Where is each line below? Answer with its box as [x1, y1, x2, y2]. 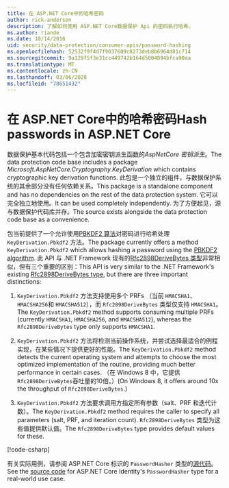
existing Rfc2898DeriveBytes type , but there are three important [7, 270, 188, 278]
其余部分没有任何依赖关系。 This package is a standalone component [18, 182, 213, 191]
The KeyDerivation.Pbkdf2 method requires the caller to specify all [31, 407, 220, 415]
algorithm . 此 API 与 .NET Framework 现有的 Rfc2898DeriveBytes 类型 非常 [7, 254, 215, 263]
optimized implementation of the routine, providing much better [16, 361, 196, 369]
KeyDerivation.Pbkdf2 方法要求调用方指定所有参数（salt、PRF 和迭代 [16, 399, 211, 407]
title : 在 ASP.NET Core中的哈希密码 [7, 10, 105, 17]
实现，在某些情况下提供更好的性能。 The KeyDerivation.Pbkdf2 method [16, 345, 217, 354]
